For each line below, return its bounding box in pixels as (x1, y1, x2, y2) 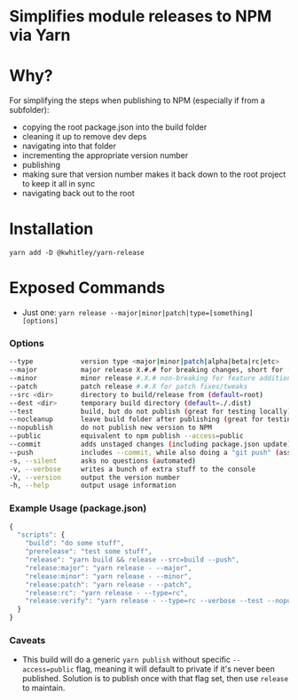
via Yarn (9, 25, 71, 45)
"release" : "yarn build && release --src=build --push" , (25, 555, 240, 565)
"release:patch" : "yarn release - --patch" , (25, 580, 192, 589)
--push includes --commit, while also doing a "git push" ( (9, 448, 279, 457)
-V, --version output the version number (9, 473, 180, 481)
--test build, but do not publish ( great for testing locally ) (9, 407, 292, 416)
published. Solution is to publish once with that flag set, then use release (21, 673, 289, 684)
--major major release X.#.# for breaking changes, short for (9, 366, 284, 375)
